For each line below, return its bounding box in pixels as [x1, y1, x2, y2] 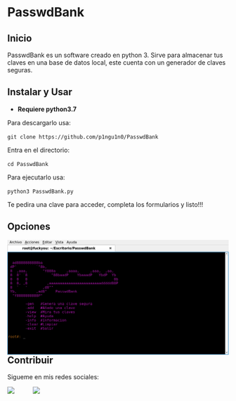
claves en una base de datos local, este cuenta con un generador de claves [7, 58, 226, 67]
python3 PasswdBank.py [7, 188, 74, 195]
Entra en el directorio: [7, 146, 70, 154]
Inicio [7, 32, 32, 44]
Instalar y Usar [7, 86, 72, 98]
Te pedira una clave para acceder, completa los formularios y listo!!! [7, 200, 204, 208]
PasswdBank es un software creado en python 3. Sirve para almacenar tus [7, 51, 223, 59]
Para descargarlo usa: [7, 118, 72, 127]
